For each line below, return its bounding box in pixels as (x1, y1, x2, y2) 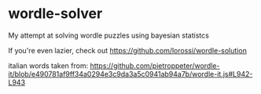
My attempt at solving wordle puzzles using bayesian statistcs (8, 31, 210, 40)
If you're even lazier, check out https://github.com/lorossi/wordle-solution (8, 45, 248, 55)
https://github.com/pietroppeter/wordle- (90, 60, 220, 70)
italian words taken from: (8, 60, 89, 70)
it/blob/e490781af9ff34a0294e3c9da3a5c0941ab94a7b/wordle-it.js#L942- (8, 69, 253, 78)
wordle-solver (8, 5, 103, 23)
